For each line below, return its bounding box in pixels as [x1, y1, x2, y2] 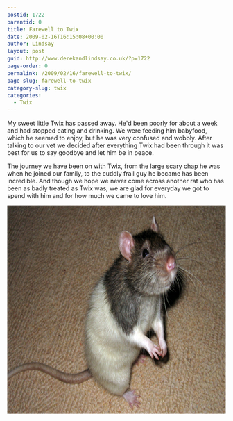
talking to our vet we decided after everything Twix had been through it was [7, 141, 224, 149]
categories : [7, 92, 42, 99]
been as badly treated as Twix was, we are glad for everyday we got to [7, 184, 209, 192]
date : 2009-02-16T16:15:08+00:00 [7, 33, 104, 40]
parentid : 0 [7, 18, 42, 26]
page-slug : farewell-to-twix [7, 77, 92, 84]
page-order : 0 [7, 63, 49, 69]
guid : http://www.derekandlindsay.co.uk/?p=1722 [7, 56, 150, 63]
